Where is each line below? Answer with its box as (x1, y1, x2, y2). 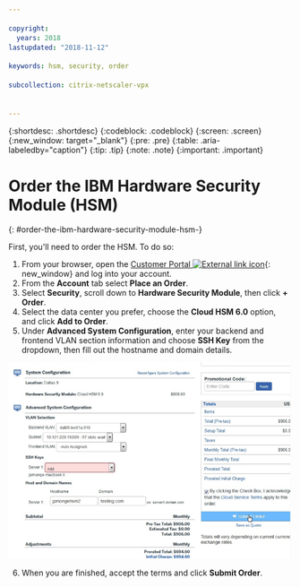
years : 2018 (16, 33, 62, 42)
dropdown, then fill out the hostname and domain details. (21, 345, 233, 356)
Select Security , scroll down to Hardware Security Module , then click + (21, 288, 288, 298)
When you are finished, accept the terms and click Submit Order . (21, 567, 263, 578)
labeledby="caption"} (8, 144, 88, 155)
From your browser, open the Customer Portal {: (21, 259, 270, 270)
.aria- (200, 134, 220, 145)
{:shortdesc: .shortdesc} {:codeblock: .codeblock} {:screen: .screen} (8, 125, 262, 136)
